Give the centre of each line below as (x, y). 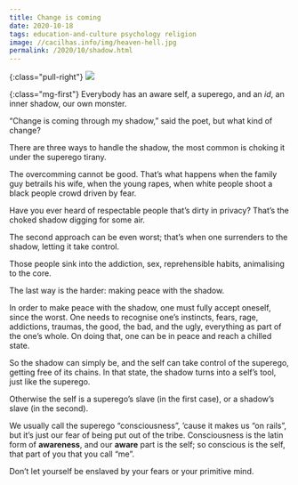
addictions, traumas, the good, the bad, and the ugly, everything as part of (145, 327)
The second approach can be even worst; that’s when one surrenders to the (149, 238)
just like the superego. (50, 382)
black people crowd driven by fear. (73, 193)
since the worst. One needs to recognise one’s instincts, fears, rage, (134, 318)
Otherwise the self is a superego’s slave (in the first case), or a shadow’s (142, 399)
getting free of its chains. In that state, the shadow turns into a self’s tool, (143, 372)
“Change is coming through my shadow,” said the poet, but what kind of (141, 121)
